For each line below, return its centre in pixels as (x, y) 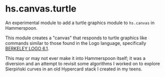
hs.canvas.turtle (41, 9)
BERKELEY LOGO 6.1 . (27, 48)
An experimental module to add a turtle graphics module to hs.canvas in (80, 23)
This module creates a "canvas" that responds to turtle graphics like (76, 38)
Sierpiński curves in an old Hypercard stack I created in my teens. (74, 69)
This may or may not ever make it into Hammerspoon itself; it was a (75, 58)
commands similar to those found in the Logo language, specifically (76, 43)
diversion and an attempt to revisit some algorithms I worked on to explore (83, 63)
